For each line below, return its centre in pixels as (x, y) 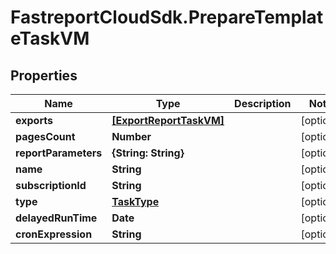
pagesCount (45, 136)
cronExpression (54, 234)
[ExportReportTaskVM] (168, 120)
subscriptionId (51, 185)
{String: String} (148, 153)
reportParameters (59, 153)
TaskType (135, 201)
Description (263, 103)
